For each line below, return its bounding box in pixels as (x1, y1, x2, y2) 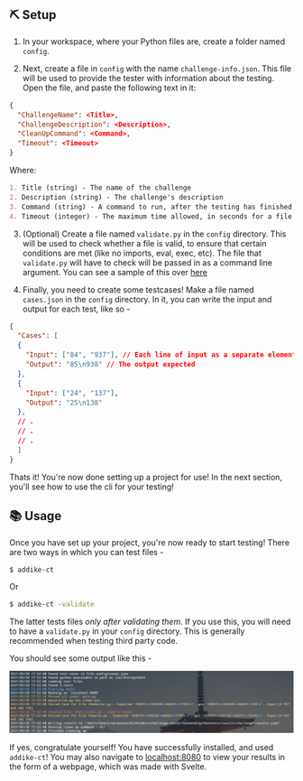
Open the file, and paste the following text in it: (22, 82, 197, 93)
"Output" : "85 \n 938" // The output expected (25, 360, 196, 369)
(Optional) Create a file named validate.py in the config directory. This (22, 228, 287, 239)
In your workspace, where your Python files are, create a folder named (22, 35, 286, 47)
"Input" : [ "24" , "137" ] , (25, 388, 119, 397)
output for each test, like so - (22, 303, 131, 314)
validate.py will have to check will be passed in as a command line (22, 256, 273, 268)
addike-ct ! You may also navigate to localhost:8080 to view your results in (9, 752, 286, 762)
